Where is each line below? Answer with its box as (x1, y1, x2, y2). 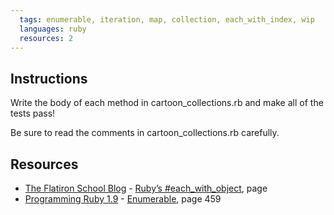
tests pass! (10, 107, 56, 120)
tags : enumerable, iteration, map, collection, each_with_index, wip (19, 14, 315, 25)
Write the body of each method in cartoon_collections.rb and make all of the (10, 97, 324, 109)
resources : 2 (19, 33, 74, 43)
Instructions (10, 70, 88, 87)
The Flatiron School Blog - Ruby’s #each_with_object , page (24, 182, 268, 194)
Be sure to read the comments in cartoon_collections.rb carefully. (10, 127, 280, 139)
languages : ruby (19, 24, 87, 34)
